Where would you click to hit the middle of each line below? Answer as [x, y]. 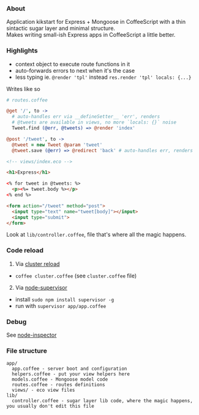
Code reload [25, 251]
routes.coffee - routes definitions [58, 385]
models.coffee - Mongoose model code [60, 380]
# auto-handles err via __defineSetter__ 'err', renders [86, 117]
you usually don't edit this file [51, 406]
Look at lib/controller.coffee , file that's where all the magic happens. [96, 235]
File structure [27, 351]
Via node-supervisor [41, 287]
